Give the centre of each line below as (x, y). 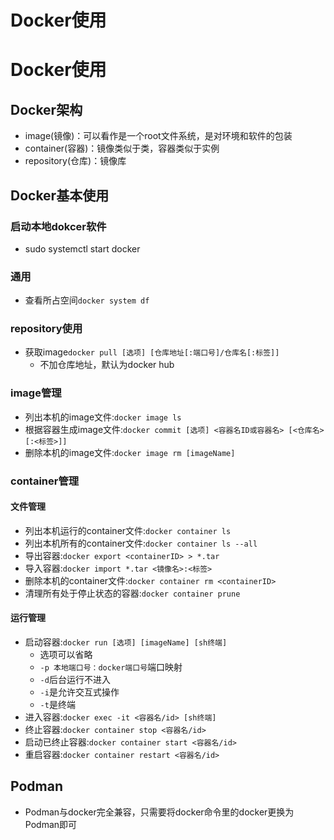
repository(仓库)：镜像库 (75, 161)
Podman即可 (51, 824)
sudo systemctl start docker (82, 248)
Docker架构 (46, 109)
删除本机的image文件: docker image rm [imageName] (130, 452)
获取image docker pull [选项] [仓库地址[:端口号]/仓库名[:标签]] (152, 352)
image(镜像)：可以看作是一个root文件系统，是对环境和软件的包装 (158, 136)
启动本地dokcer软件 (58, 226)
